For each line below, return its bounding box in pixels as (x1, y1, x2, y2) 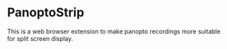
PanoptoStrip (7, 5, 85, 20)
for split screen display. (7, 34, 74, 42)
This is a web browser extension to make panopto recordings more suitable (7, 27, 221, 35)
